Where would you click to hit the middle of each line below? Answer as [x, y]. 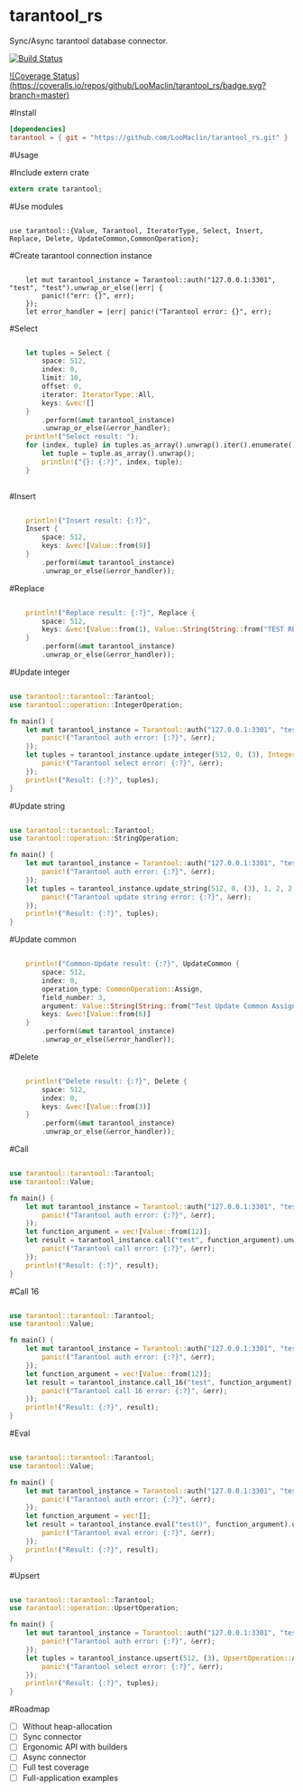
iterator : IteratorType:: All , [98, 394]
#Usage [24, 155]
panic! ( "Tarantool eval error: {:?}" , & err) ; [129, 1533]
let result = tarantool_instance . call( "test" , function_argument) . [155, 1240]
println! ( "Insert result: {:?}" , [88, 521]
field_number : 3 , [74, 997]
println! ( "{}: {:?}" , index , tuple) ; [112, 462]
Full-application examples [70, 1778]
